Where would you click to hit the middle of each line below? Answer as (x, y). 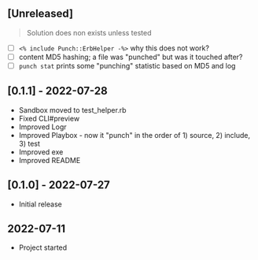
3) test (29, 143)
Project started (43, 247)
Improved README (50, 160)
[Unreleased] (41, 14)
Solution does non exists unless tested (89, 32)
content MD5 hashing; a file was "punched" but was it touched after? (131, 57)
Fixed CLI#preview (49, 118)
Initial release (40, 204)
